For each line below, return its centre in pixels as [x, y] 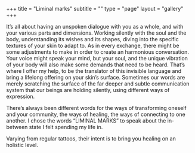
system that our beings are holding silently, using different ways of [88, 90]
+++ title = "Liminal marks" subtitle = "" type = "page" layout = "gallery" [95, 9]
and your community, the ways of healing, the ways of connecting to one [96, 114]
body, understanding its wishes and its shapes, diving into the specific [92, 39]
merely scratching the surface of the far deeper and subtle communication [98, 84]
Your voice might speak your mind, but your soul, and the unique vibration [97, 58]
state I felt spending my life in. [66, 127]
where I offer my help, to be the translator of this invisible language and [94, 71]
